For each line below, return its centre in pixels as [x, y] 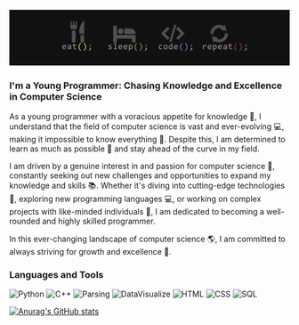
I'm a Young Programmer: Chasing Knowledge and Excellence [146, 85]
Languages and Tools [57, 274]
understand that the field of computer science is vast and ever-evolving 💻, [147, 126]
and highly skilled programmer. [99, 221]
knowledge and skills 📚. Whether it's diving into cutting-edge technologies [147, 185]
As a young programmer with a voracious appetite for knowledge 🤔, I [135, 116]
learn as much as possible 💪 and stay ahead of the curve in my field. [134, 149]
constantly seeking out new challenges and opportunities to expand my [140, 175]
